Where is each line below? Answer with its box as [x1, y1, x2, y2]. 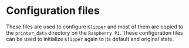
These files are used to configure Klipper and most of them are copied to [6, 23, 184, 30]
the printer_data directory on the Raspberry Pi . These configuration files [6, 29, 183, 36]
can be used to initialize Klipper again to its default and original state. [6, 35, 174, 42]
